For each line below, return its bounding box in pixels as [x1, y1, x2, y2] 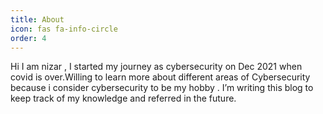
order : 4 [10, 33, 47, 43]
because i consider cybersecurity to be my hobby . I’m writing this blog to [10, 82, 314, 94]
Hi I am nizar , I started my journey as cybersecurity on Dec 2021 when [10, 61, 303, 73]
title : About [10, 14, 65, 25]
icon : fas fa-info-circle [10, 24, 118, 34]
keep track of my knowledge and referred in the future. [10, 92, 237, 105]
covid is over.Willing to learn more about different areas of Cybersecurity [10, 71, 311, 83]
